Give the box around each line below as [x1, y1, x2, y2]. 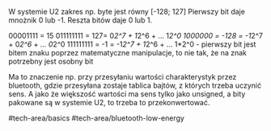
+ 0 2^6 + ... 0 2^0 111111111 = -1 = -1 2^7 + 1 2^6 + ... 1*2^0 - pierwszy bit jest [8, 39, 256, 49]
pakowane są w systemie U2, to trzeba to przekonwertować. [8, 98, 210, 107]
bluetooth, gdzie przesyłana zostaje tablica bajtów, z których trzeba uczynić [8, 80, 261, 90]
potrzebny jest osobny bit [8, 56, 94, 66]
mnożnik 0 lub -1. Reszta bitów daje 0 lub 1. [8, 15, 152, 25]
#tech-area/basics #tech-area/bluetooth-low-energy [8, 113, 184, 123]
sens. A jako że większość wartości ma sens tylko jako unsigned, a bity [8, 89, 246, 99]
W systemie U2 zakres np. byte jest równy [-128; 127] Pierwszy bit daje [8, 7, 245, 16]
